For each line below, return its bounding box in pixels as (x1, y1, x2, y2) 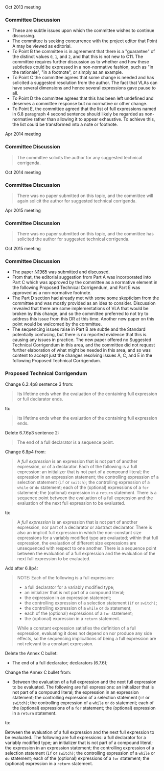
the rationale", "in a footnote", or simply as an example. (12, 69, 123, 75)
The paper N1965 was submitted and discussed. (12, 269, 110, 275)
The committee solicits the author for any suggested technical (17, 154, 142, 160)
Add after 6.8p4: (5, 565, 38, 571)
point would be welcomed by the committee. (12, 321, 102, 327)
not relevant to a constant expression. (17, 641, 94, 647)
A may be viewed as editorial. (12, 43, 72, 49)
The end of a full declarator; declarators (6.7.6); (12, 659, 108, 665)
